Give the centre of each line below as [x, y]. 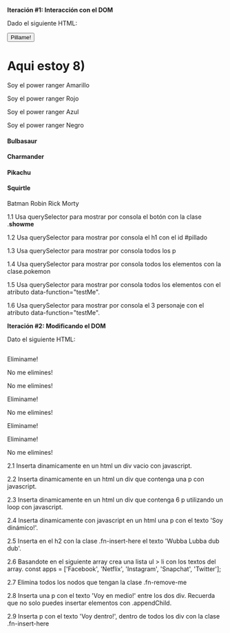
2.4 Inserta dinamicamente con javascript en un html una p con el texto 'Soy [115, 521]
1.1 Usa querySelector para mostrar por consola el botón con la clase [104, 217]
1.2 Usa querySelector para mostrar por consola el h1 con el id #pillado [107, 237]
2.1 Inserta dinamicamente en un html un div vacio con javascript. [100, 466]
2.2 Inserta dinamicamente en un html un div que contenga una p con [106, 479]
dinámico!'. [23, 528]
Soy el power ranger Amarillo [48, 85]
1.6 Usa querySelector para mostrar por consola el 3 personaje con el [106, 305]
